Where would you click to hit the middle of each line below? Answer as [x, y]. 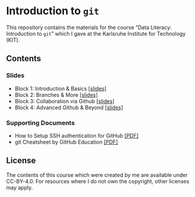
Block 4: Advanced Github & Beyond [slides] [69, 107]
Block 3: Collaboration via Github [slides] [64, 101]
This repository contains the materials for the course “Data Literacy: [89, 27]
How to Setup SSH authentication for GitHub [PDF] [76, 135]
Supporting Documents [41, 123]
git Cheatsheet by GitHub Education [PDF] [66, 142]
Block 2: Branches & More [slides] [56, 95]
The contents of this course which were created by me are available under [97, 175]
